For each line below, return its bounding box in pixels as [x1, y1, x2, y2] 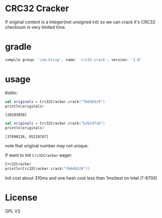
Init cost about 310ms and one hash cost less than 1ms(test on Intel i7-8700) [5, 175, 158, 181]
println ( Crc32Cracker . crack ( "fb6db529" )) [5, 166, 90, 171]
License [5, 192, 38, 203]
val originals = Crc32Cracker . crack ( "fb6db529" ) [5, 99, 105, 104]
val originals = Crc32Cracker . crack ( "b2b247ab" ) [5, 121, 105, 126]
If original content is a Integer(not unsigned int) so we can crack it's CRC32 [5, 19, 156, 25]
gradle [5, 41, 32, 53]
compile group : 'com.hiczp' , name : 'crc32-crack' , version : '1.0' [5, 57, 142, 62]
